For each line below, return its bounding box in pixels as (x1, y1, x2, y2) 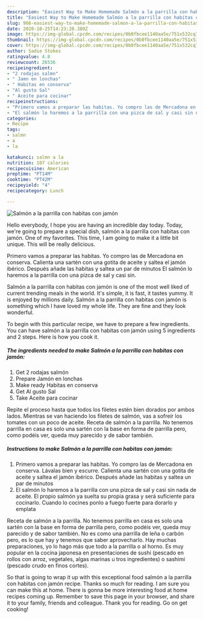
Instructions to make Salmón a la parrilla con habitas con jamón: (7, 445, 173, 453)
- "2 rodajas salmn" (7, 71, 59, 77)
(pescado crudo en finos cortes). (7, 562, 89, 569)
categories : (7, 115, 37, 121)
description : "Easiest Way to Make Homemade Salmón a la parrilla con (7, 8, 188, 15)
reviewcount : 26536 (7, 59, 56, 65)
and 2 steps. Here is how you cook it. (7, 333, 99, 341)
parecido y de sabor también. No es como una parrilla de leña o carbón (7, 530, 184, 537)
